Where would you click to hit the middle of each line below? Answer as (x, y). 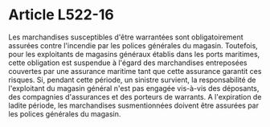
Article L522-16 (61, 15)
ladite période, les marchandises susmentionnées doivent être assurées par (134, 105)
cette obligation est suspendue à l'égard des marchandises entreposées (128, 63)
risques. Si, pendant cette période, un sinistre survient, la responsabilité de (132, 80)
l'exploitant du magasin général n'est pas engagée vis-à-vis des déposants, (134, 88)
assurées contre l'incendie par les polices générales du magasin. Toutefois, (133, 45)
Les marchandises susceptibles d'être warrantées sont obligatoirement (126, 37)
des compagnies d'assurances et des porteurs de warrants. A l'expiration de (135, 96)
